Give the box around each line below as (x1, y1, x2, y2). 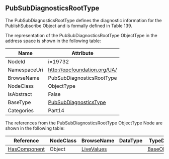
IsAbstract (8, 90, 32, 97)
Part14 (48, 107, 64, 114)
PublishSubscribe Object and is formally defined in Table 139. (5, 23, 132, 29)
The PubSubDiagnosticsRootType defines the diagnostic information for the (5, 17, 162, 23)
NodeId (8, 58, 25, 65)
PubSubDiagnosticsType (48, 99, 106, 106)
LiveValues (81, 145, 107, 152)
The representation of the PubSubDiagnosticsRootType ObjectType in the (5, 32, 157, 38)
